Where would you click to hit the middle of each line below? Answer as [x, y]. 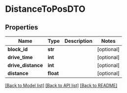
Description [78, 41]
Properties [22, 27]
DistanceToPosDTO [45, 9]
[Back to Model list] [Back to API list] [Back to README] [61, 85]
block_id [18, 49]
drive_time [20, 57]
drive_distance [25, 65]
